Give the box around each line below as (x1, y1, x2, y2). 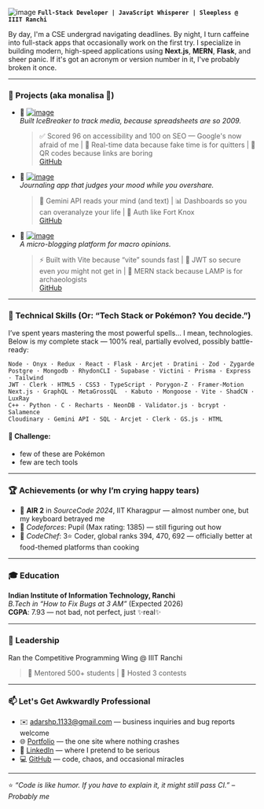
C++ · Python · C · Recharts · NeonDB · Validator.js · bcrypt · (8, 401, 226, 409)
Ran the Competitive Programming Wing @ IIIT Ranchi (8, 653, 183, 662)
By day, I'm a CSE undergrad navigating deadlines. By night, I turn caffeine (8, 30, 250, 39)
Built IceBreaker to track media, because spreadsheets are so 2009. (19, 116, 242, 126)
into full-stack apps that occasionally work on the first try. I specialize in (8, 38, 241, 47)
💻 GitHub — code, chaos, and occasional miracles (19, 754, 185, 763)
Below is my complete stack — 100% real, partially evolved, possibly (8, 336, 230, 346)
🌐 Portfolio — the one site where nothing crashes (19, 736, 180, 746)
